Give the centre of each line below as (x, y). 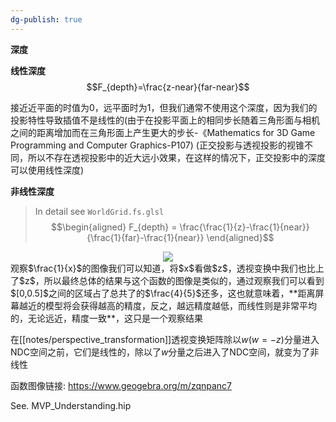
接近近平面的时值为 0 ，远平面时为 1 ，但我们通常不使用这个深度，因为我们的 (164, 107)
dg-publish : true (46, 19)
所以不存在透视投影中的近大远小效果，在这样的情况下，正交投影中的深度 (176, 157)
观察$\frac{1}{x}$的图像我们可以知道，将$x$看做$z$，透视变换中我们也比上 (167, 268)
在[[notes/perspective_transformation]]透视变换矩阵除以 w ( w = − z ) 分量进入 (165, 339)
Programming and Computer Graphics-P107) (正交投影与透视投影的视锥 (157, 145)
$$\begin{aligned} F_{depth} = (114, 227)
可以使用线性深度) (47, 170)
